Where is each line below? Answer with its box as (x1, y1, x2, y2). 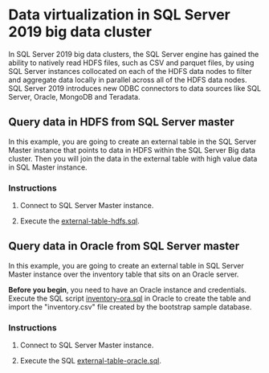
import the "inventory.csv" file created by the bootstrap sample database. (8, 301, 252, 311)
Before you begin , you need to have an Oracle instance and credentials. (8, 285, 247, 294)
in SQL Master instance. (8, 162, 88, 172)
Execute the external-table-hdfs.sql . (19, 216, 140, 226)
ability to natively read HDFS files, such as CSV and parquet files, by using (8, 58, 255, 68)
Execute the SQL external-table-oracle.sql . (19, 356, 162, 366)
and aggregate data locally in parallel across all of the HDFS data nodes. (8, 75, 247, 84)
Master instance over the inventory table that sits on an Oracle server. (8, 269, 239, 279)
